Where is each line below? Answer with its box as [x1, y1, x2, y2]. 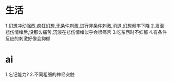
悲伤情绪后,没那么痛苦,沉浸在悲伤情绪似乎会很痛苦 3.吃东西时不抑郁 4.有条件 [5, 29, 167, 35]
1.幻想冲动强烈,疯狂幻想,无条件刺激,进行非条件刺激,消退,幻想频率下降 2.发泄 [5, 23, 164, 29]
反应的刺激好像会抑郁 [5, 35, 50, 42]
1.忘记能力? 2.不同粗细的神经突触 [5, 71, 75, 77]
